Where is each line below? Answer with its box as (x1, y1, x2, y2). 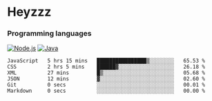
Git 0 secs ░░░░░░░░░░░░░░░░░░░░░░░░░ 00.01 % (7, 82, 206, 89)
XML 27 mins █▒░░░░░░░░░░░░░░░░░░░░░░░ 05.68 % (7, 69, 206, 76)
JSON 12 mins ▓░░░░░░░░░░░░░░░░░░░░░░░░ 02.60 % (7, 76, 206, 82)
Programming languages (7, 29, 92, 38)
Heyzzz (7, 4, 52, 20)
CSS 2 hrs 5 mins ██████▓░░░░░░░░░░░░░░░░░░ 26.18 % (7, 63, 206, 71)
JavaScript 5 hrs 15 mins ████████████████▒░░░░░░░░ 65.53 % (7, 58, 206, 65)
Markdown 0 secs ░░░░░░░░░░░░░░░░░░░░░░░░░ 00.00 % (7, 87, 206, 95)
